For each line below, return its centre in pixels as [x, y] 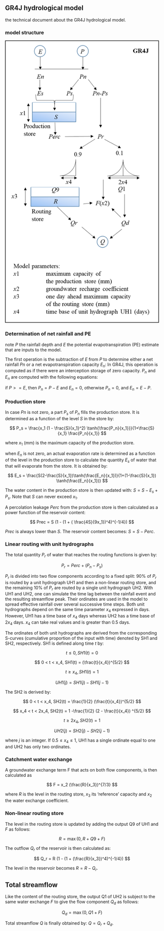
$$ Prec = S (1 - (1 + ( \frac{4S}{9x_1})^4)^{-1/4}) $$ [82, 522]
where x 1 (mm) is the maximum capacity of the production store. [70, 443]
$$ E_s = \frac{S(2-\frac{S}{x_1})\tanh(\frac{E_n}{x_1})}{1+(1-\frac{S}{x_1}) [82, 476]
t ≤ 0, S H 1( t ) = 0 [82, 653]
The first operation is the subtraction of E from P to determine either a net [79, 359]
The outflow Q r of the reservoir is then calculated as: [58, 849]
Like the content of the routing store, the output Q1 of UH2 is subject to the [80, 896]
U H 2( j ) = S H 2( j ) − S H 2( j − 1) [82, 731]
